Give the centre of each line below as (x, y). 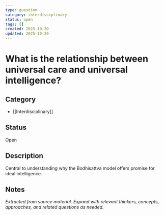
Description (24, 156)
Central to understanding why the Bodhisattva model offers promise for (80, 168)
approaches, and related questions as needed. (54, 207)
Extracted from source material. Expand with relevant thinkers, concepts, (82, 202)
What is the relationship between (77, 59)
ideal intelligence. (24, 173)
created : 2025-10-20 (27, 29)
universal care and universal (67, 70)
